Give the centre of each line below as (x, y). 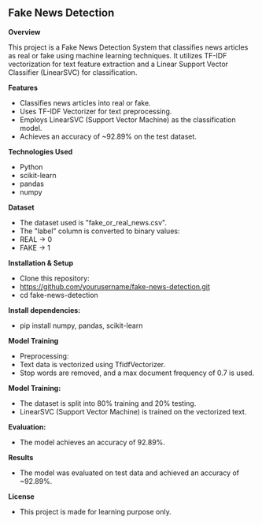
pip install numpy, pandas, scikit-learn (81, 325)
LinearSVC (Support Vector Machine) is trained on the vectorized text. (133, 411)
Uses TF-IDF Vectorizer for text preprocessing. (96, 111)
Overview (24, 32)
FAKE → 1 (35, 247)
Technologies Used (41, 151)
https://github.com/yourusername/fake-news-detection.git (115, 286)
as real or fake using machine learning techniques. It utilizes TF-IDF (118, 55)
